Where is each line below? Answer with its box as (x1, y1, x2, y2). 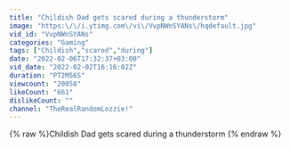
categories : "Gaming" (9, 37, 90, 47)
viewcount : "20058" (9, 79, 82, 88)
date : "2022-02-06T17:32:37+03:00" (9, 54, 141, 63)
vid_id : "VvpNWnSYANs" (9, 29, 93, 38)
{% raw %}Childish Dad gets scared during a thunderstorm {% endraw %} (9, 128, 282, 139)
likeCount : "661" (9, 87, 74, 96)
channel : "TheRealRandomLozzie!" (9, 104, 133, 113)
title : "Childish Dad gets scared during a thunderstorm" (9, 12, 229, 22)
